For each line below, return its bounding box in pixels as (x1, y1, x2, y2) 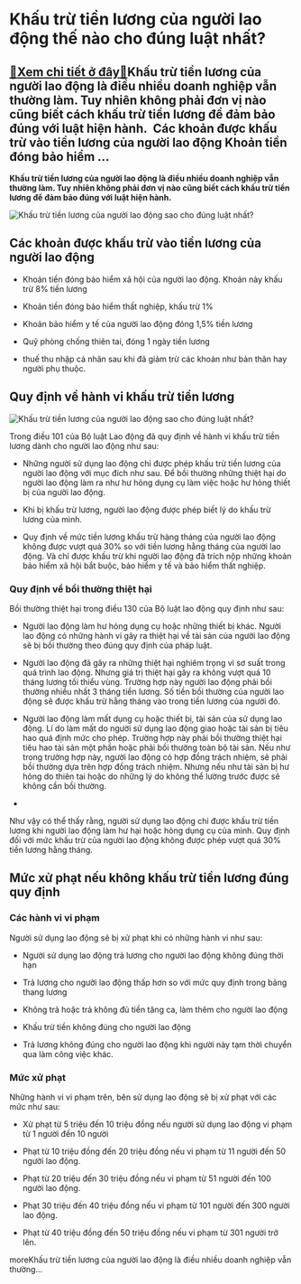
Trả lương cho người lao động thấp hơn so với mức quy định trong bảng (22, 977, 287, 988)
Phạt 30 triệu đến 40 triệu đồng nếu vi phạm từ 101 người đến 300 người (22, 1200, 290, 1211)
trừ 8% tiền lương (22, 283, 87, 294)
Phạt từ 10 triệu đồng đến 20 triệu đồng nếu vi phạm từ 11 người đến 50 (22, 1146, 287, 1157)
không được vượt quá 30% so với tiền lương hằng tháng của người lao (22, 540, 281, 551)
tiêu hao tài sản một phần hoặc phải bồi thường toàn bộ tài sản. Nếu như (22, 742, 291, 753)
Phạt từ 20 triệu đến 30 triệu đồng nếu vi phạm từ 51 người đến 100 (22, 1173, 272, 1184)
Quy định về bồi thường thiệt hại (9, 583, 152, 595)
